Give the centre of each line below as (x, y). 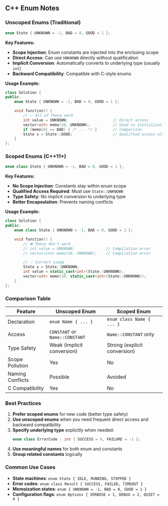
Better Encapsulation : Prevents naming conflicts (63, 202)
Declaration (21, 322)
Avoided (116, 377)
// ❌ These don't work (47, 244)
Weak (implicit (66, 345)
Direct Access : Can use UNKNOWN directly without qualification (75, 58)
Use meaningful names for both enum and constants (67, 449)
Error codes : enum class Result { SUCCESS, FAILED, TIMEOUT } (78, 483)
